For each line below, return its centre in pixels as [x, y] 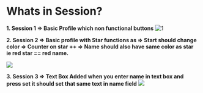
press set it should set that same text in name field [72, 83]
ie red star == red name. [38, 53]
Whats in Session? [54, 11]
